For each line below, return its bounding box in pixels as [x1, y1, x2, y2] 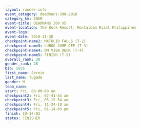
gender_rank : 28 [5, 61, 38, 66]
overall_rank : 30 [5, 57, 40, 62]
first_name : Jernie [5, 71, 45, 75]
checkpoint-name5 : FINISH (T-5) [5, 52, 71, 57]
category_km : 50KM [5, 16, 42, 21]
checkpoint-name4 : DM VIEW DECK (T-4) [5, 48, 84, 53]
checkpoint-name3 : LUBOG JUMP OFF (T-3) [5, 43, 89, 48]
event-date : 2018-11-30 [5, 35, 54, 39]
